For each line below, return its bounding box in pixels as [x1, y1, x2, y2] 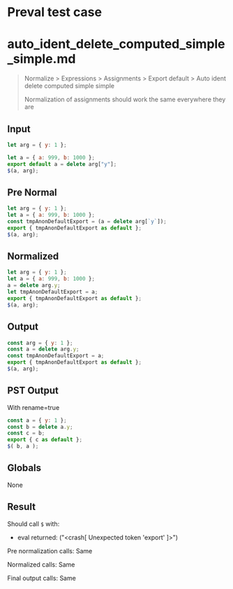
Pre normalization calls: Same [7, 546, 93, 555]
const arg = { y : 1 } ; [7, 339, 73, 346]
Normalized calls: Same [7, 560, 75, 569]
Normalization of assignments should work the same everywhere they [24, 95, 226, 104]
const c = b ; [7, 430, 45, 437]
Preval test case [7, 4, 103, 20]
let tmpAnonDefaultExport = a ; [7, 288, 98, 296]
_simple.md [7, 51, 76, 67]
